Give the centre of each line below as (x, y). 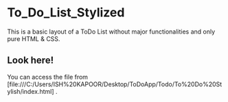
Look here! (31, 61)
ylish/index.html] (31, 91)
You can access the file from (47, 77)
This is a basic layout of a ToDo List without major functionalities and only (111, 31)
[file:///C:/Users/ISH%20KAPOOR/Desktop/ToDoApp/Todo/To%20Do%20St (115, 84)
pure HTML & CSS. (34, 38)
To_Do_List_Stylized (66, 13)
